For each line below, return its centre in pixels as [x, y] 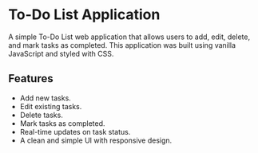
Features [31, 78]
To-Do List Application [84, 15]
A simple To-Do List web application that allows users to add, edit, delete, [129, 37]
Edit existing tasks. [51, 106]
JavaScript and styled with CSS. [61, 53]
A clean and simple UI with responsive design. [96, 140]
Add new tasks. [46, 98]
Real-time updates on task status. [75, 131]
